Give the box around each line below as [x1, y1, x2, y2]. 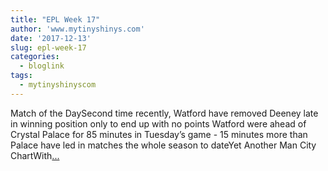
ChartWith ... [10, 149, 60, 161]
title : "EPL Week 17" [10, 14, 101, 25]
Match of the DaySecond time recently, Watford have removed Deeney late [10, 107, 319, 119]
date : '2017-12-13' [10, 33, 92, 43]
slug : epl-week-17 [10, 42, 87, 53]
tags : [10, 71, 33, 81]
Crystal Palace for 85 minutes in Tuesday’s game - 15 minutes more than [10, 128, 308, 140]
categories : [10, 52, 60, 62]
